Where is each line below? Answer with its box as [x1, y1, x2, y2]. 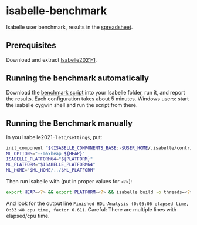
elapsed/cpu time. [6, 212, 50, 219]
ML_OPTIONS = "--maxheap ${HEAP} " [6, 151, 85, 157]
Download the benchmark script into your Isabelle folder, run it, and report [6, 89, 185, 96]
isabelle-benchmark [6, 4, 107, 18]
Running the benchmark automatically [6, 73, 150, 83]
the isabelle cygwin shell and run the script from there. [6, 101, 138, 108]
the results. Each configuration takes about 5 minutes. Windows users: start [6, 95, 189, 102]
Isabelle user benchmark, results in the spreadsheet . [6, 23, 133, 31]
